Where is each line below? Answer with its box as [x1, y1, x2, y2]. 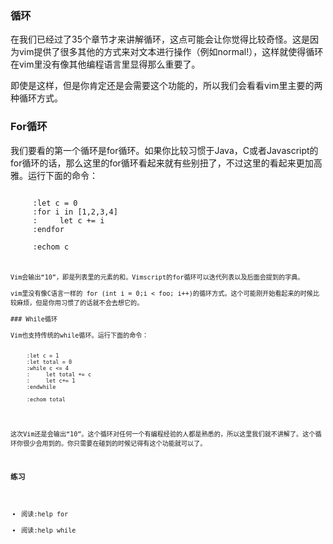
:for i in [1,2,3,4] [32, 207, 118, 217]
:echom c [32, 242, 70, 252]
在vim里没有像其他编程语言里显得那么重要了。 [10, 58, 201, 71]
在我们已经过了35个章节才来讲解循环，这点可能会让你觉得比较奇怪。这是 [10, 33, 310, 46]
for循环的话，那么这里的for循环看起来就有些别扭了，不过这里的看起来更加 [10, 157, 314, 169]
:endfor [32, 224, 65, 234]
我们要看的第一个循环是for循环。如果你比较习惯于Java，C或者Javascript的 [10, 144, 319, 156]
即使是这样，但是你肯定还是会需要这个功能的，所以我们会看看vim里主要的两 [10, 80, 323, 92]
